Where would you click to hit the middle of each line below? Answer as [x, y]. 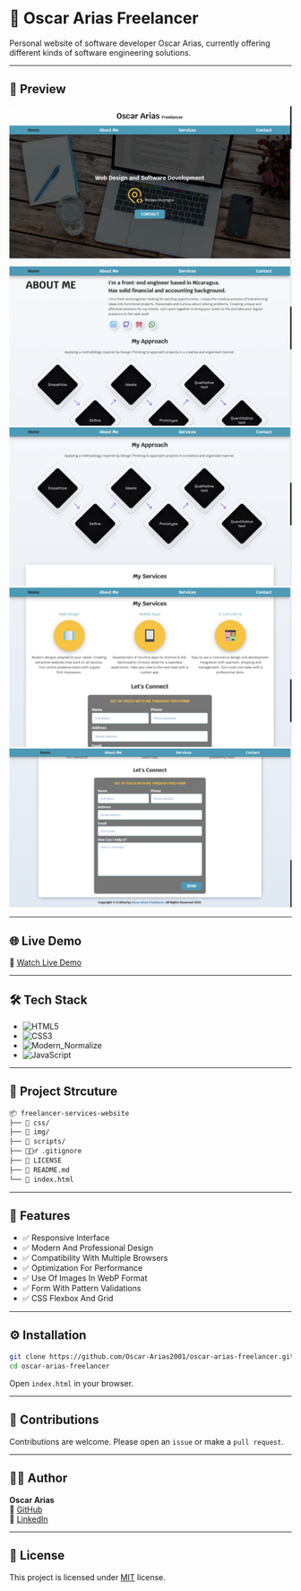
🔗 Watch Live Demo [46, 962]
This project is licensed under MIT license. [87, 1577]
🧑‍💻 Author [39, 1478]
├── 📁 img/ [30, 1132]
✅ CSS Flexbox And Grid [68, 1298]
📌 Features [40, 1216]
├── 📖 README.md [39, 1169]
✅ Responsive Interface [66, 1238]
